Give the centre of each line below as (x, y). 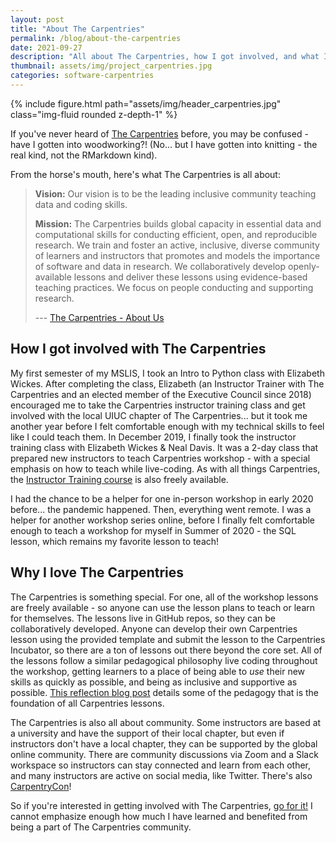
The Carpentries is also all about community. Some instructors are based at (166, 722)
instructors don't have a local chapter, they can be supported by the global (164, 743)
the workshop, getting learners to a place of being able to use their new (158, 671)
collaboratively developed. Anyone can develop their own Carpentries (154, 628)
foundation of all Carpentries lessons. (87, 703)
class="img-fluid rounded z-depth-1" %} (94, 114)
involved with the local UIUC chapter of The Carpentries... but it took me (159, 415)
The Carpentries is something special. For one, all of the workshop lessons (164, 597)
